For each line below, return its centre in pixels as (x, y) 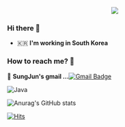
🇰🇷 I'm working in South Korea (62, 43)
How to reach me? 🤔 (41, 61)
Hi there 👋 (24, 28)
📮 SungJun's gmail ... (38, 76)
